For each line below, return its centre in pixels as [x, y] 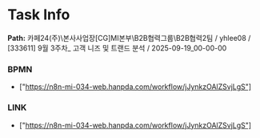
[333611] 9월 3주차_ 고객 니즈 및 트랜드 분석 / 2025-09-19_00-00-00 [117, 48]
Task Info [39, 15]
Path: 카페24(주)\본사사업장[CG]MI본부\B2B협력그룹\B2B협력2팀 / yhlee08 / [129, 38]
